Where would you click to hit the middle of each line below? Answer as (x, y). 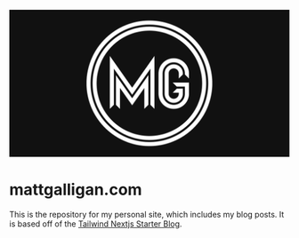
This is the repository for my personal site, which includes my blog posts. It (147, 214)
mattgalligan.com (76, 190)
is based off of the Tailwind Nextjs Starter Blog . (96, 224)
